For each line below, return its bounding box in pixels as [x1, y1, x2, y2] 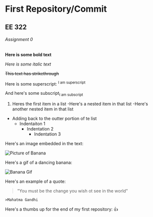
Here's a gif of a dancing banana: [5, 160, 72, 166]
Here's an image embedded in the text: [5, 141, 84, 147]
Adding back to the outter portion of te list [12, 116, 97, 122]
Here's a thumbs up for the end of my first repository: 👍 [5, 206, 118, 212]
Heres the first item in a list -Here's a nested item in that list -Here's [12, 101, 148, 107]
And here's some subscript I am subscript [5, 90, 83, 97]
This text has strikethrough [5, 70, 59, 76]
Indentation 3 [34, 131, 61, 137]
